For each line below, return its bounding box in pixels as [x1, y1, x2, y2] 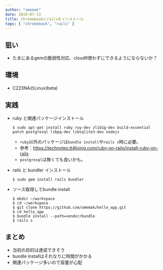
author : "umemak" [5, 7, 41, 12]
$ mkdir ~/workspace [12, 196, 55, 201]
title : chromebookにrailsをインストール [5, 16, 84, 21]
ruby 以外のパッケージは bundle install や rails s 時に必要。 [19, 139, 141, 145]
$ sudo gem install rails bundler [12, 177, 84, 182]
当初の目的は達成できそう [12, 247, 65, 253]
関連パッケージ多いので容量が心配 [12, 259, 82, 265]
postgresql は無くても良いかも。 [19, 156, 86, 162]
